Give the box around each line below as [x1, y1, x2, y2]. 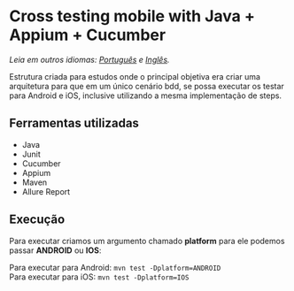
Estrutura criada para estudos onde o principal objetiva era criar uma [9, 71, 261, 81]
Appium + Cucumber [9, 25, 166, 45]
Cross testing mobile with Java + [9, 6, 255, 27]
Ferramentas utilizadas [9, 116, 140, 131]
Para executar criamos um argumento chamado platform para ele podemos [9, 235, 285, 246]
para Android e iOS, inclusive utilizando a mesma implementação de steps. [9, 90, 282, 101]
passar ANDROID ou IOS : [9, 245, 102, 256]
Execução [9, 212, 66, 227]
